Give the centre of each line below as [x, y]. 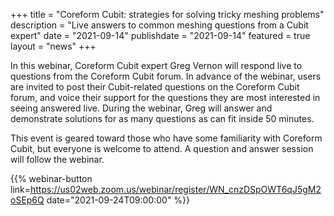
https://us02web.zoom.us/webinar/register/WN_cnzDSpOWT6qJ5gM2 [176, 189]
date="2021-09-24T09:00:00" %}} [118, 200]
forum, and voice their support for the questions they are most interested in [165, 97]
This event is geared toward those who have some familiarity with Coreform [166, 138]
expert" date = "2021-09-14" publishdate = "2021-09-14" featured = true [160, 35]
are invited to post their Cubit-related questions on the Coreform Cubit [155, 87]
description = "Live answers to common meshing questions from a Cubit [159, 25]
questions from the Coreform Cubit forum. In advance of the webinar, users [166, 76]
